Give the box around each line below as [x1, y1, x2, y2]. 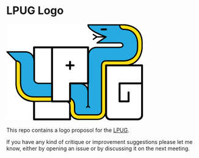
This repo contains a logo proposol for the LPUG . [6, 126, 129, 134]
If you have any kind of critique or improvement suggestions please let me [6, 138, 193, 145]
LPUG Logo [6, 4, 64, 18]
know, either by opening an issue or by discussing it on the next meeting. [6, 145, 190, 152]
